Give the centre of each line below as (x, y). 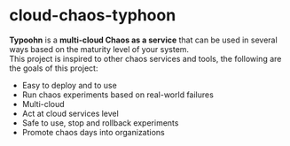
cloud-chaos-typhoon (93, 15)
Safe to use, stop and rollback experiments (100, 123)
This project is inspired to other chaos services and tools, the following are (145, 58)
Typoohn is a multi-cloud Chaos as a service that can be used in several (143, 40)
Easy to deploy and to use (69, 85)
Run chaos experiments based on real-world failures (118, 95)
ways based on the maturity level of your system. (99, 49)
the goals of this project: (54, 68)
